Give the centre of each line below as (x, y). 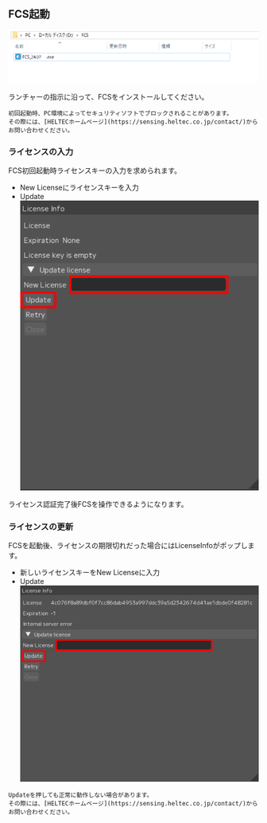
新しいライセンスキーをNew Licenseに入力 (90, 573)
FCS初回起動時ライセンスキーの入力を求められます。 (95, 170)
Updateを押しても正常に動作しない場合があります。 (81, 795)
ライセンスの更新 (41, 527)
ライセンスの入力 (41, 151)
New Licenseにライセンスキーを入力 (79, 188)
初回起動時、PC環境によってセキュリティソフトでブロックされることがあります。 (120, 113)
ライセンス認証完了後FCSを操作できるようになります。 (98, 504)
